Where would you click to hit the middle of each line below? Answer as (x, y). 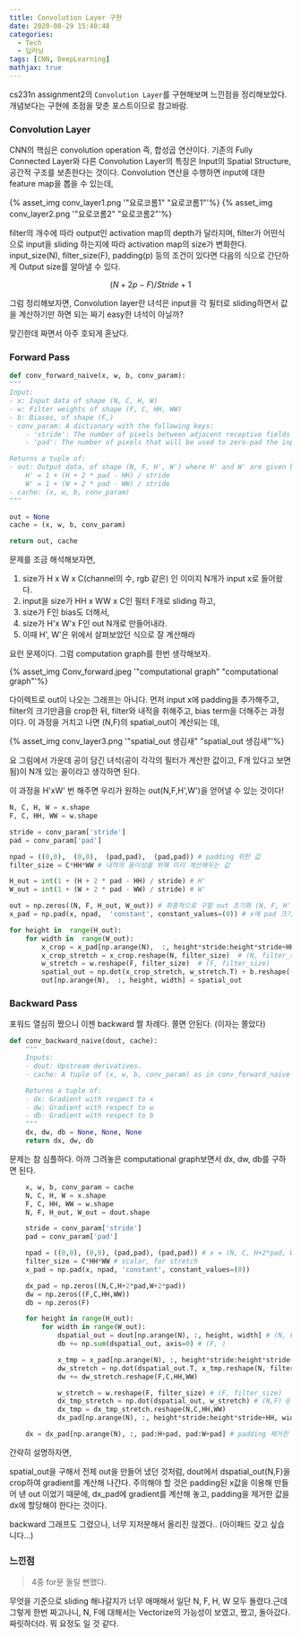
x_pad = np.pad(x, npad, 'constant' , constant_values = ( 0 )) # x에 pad (143, 915)
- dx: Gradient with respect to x (90, 1099)
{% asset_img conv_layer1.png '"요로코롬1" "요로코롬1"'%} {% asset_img (141, 203)
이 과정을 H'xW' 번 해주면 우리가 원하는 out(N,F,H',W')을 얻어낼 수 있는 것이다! (146, 791)
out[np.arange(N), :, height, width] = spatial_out (142, 980)
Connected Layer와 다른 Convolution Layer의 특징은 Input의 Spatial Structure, (150, 162)
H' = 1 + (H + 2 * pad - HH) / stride (98, 476)
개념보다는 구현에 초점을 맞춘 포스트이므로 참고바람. (99, 105)
